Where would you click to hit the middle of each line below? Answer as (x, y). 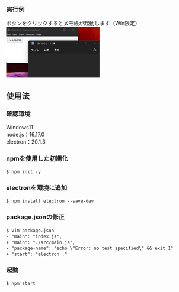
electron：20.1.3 (26, 142)
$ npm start (21, 284)
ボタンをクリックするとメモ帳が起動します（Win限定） (73, 23)
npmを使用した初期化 (37, 158)
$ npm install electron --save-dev (50, 201)
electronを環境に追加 (37, 188)
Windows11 (20, 127)
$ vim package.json (30, 231)
